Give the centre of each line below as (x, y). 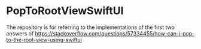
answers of (20, 33)
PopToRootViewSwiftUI (65, 11)
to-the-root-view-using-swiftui (44, 40)
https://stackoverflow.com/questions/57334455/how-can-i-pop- (115, 33)
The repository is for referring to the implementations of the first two (91, 27)
